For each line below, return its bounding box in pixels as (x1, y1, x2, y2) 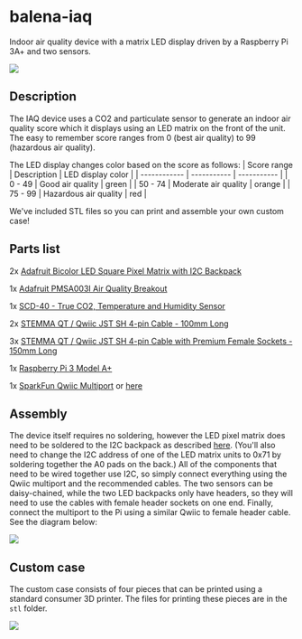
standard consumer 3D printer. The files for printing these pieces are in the (9, 594, 288, 605)
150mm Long (9, 345, 58, 356)
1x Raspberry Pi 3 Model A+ (9, 362, 113, 373)
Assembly (9, 406, 68, 421)
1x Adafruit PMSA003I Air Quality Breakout (9, 283, 168, 294)
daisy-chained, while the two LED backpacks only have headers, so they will (9, 488, 293, 499)
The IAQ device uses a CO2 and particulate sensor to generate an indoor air (9, 113, 291, 124)
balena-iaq (9, 6, 93, 27)
